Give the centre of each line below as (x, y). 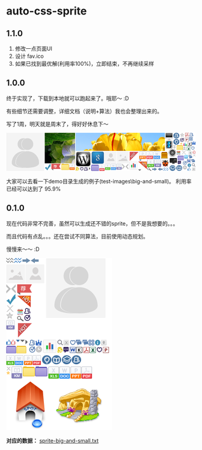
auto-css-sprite (47, 11)
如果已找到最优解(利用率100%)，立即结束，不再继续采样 (84, 64)
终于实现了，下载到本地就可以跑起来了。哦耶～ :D (68, 98)
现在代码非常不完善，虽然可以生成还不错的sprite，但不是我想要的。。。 (92, 223)
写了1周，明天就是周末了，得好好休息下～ (57, 124)
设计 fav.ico (29, 56)
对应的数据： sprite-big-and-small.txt (53, 440)
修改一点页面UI (33, 49)
